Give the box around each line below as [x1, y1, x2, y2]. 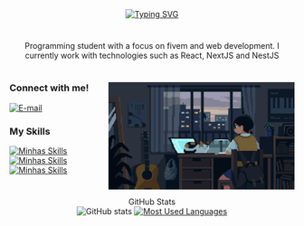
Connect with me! [9, 81, 90, 94]
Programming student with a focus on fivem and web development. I [24, 41, 280, 52]
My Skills [9, 125, 51, 137]
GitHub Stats [128, 196, 176, 207]
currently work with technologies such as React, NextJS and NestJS [24, 50, 280, 61]
